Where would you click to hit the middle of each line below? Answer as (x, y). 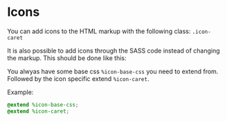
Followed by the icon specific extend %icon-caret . (78, 78)
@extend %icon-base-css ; (43, 104)
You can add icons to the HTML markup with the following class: (99, 31)
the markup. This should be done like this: (67, 58)
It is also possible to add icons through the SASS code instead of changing (113, 50)
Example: (20, 92)
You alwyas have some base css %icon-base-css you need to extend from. (113, 71)
